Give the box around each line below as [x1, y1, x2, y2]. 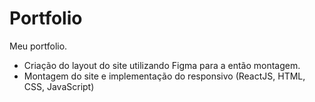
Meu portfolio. [9, 40, 68, 52]
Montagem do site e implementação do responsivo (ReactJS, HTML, [23, 70, 306, 82]
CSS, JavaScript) [23, 80, 95, 92]
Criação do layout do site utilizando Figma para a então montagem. [23, 59, 301, 71]
